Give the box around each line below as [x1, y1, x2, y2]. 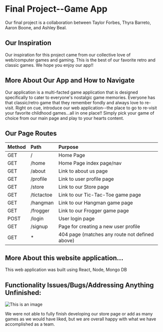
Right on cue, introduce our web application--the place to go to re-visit [15, 105, 157, 111]
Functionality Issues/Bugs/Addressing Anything [5, 281, 154, 289]
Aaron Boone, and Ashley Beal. [5, 24, 67, 30]
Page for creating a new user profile [58, 223, 141, 230]
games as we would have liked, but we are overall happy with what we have [5, 316, 156, 322]
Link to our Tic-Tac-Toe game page [58, 192, 142, 198]
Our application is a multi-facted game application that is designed [5, 89, 138, 95]
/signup [31, 223, 48, 230]
